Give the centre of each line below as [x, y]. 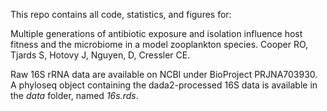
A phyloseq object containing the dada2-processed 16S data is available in [164, 85]
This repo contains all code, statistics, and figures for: [121, 14]
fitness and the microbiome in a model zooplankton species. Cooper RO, [159, 44]
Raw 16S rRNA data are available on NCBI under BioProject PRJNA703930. [164, 74]
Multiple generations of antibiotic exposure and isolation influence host [156, 33]
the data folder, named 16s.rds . [74, 95]
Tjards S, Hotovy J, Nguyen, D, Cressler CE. [100, 55]
